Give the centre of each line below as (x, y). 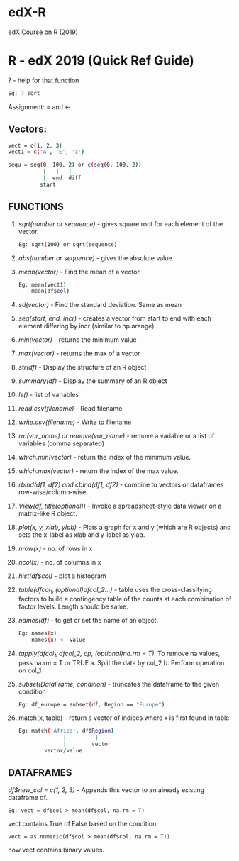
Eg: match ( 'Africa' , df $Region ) (66, 731)
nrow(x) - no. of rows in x (55, 549)
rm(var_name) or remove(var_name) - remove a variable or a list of (116, 436)
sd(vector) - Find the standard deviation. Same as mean (100, 305)
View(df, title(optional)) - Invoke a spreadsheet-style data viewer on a (120, 506)
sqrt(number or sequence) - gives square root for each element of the (121, 223)
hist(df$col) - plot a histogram (62, 576)
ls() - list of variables (49, 395)
